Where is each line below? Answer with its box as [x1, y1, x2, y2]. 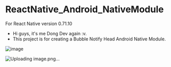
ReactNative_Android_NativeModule [5, 4, 164, 15]
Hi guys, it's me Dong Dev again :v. [12, 30, 87, 36]
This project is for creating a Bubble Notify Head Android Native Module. [12, 36, 166, 42]
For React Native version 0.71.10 [5, 20, 73, 27]
